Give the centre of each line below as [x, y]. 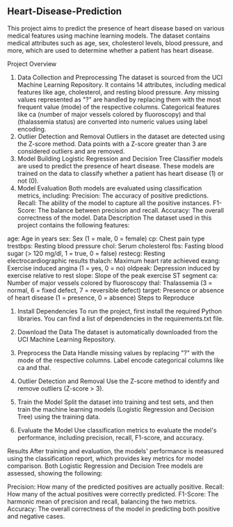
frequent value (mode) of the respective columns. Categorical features [119, 106]
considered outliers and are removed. [71, 151]
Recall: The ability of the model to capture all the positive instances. [114, 203]
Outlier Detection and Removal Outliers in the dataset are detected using [121, 136]
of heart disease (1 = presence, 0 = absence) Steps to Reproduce [101, 298]
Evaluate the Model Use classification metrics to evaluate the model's [117, 430]
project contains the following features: [73, 225]
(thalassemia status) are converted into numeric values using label [112, 122]
